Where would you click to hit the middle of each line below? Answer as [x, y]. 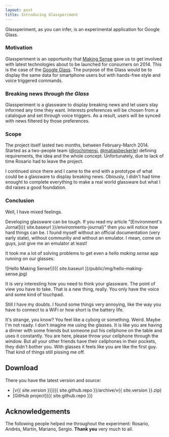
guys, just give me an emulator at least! [46, 243]
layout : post [19, 10]
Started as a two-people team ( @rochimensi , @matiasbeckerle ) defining [81, 151]
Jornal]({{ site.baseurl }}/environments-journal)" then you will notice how [82, 227]
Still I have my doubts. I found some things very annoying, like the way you [83, 304]
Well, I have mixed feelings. [34, 212]
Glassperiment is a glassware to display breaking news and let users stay [82, 105]
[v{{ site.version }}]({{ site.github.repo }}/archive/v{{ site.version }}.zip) [87, 390]
